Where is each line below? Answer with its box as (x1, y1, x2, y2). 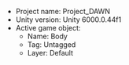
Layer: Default (27, 49, 73, 57)
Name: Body (27, 31, 68, 41)
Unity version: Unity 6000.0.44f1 (15, 15, 122, 24)
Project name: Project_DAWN (15, 7, 110, 16)
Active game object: (15, 23, 81, 32)
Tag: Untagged (27, 40, 76, 49)
